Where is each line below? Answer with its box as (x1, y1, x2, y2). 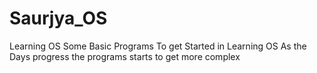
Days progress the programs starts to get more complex (9, 50, 241, 62)
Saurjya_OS (9, 7, 108, 30)
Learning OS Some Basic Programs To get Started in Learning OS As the (9, 40, 307, 52)
